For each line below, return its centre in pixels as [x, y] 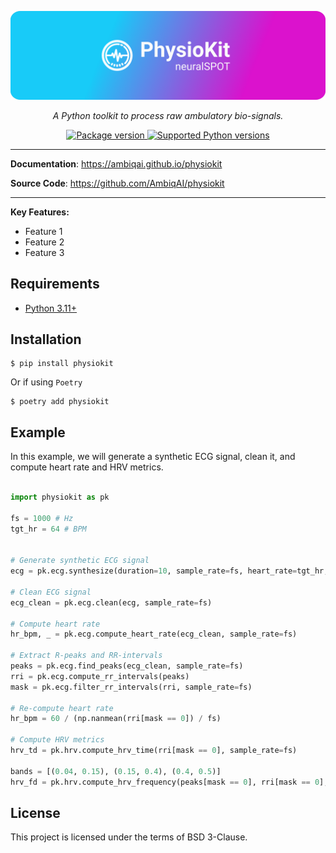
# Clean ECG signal [51, 592]
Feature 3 [44, 252]
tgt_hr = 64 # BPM [48, 529]
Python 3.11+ [51, 308]
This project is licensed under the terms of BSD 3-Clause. [129, 837]
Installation [46, 339]
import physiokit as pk [60, 497]
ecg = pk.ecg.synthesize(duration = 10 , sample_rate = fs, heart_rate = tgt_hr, [169, 571]
